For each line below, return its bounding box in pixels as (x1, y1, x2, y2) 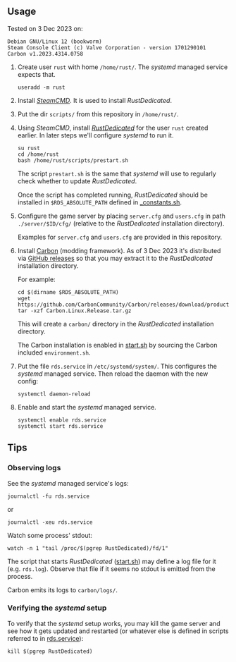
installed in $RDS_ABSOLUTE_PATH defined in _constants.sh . (17, 197, 182, 207)
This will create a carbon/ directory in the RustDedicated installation (17, 319, 214, 328)
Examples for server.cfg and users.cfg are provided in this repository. (17, 233, 223, 241)
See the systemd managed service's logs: (7, 479, 129, 487)
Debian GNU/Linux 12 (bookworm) (7, 38, 102, 45)
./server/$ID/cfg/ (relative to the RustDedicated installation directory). (17, 219, 225, 228)
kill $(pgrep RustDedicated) (7, 648, 93, 655)
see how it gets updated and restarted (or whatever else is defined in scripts (7, 627, 229, 635)
